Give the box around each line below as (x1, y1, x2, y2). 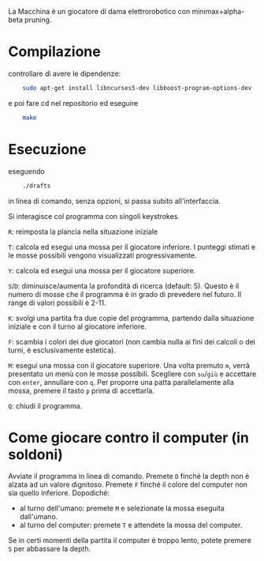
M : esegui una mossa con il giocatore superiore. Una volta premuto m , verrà (8, 360, 251, 370)
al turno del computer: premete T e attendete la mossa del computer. (19, 521, 243, 530)
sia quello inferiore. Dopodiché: (8, 488, 110, 498)
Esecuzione (8, 140, 87, 158)
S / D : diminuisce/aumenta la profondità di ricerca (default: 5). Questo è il (8, 280, 240, 291)
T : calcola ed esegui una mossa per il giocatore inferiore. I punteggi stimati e (8, 242, 256, 251)
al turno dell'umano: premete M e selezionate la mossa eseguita (19, 503, 225, 513)
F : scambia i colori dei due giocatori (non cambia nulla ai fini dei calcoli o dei (8, 337, 256, 346)
